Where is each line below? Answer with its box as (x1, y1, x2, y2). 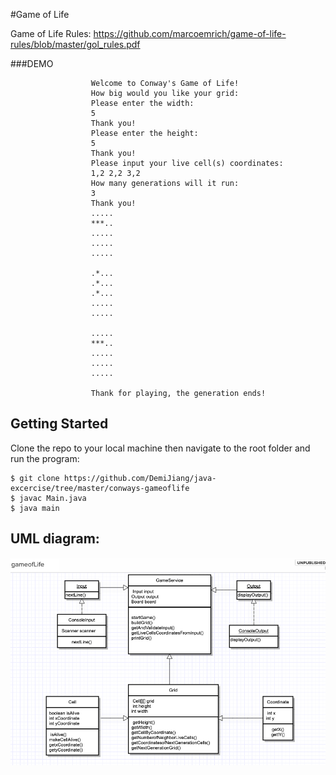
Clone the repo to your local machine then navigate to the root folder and (10, 442, 311, 454)
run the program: (10, 452, 80, 464)
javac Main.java (19, 493, 87, 503)
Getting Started (10, 415, 109, 433)
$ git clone (10, 473, 60, 483)
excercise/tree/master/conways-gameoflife (10, 483, 190, 493)
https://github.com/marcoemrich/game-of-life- (93, 28, 287, 39)
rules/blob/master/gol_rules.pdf (10, 39, 141, 50)
